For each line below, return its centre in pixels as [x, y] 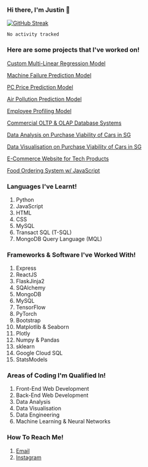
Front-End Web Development [52, 389]
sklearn [25, 347]
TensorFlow [31, 307]
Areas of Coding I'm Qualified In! [57, 375]
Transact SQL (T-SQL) [44, 232]
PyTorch [26, 314]
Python [25, 200]
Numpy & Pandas [38, 340]
